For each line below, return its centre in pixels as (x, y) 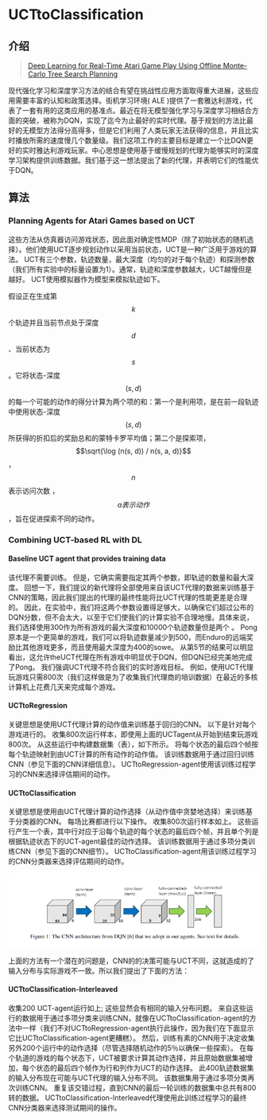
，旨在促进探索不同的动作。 (54, 519)
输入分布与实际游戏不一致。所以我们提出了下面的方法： (99, 970)
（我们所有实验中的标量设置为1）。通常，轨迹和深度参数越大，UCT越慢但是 (130, 269)
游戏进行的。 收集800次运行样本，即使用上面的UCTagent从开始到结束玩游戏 (133, 734)
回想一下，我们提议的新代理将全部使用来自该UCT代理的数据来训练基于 (139, 587)
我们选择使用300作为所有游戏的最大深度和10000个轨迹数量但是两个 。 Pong (133, 627)
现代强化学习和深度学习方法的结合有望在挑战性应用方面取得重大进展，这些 (130, 90)
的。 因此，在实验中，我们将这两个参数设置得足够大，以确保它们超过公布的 (131, 607)
